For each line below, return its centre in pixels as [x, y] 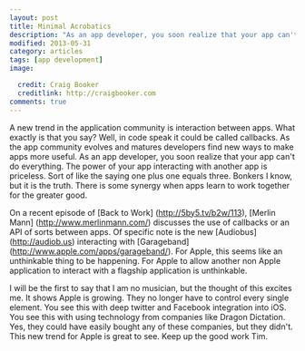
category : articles [46, 52]
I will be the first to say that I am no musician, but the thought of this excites [151, 288]
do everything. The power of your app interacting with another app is [138, 166]
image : [22, 69]
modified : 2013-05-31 [50, 43]
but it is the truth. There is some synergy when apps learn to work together [150, 185]
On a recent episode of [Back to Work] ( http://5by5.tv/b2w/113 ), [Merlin [143, 212]
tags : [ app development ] [56, 60]
